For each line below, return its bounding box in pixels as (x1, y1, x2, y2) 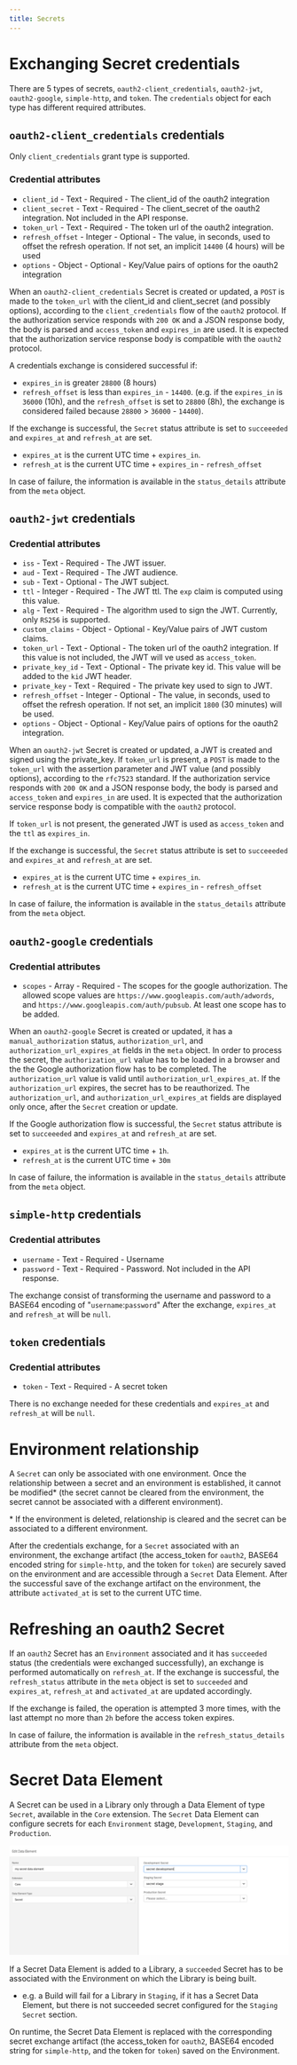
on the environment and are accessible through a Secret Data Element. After (9, 1569, 288, 1579)
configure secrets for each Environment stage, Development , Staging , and (9, 1818, 273, 1829)
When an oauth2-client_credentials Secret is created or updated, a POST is (9, 286, 285, 297)
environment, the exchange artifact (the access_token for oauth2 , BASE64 (9, 1550, 279, 1561)
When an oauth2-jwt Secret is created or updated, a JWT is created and (9, 745, 273, 756)
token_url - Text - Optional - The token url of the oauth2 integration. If (21, 643, 279, 653)
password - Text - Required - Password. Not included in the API (21, 1263, 251, 1274)
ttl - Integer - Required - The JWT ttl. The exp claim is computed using (21, 586, 284, 597)
